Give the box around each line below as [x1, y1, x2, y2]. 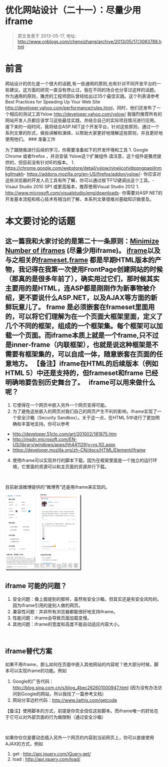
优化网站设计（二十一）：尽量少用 [5, 5, 141, 16]
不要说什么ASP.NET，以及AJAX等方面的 [24, 293, 151, 302]
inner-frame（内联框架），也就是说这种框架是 [11, 341, 152, 349]
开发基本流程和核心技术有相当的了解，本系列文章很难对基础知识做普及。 [5, 196, 154, 202]
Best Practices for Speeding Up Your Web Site [5, 98, 100, 104]
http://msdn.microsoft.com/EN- [12, 436, 77, 442]
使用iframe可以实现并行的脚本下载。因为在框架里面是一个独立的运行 [12, 457, 153, 463]
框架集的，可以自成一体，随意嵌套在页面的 [24, 350, 156, 359]
